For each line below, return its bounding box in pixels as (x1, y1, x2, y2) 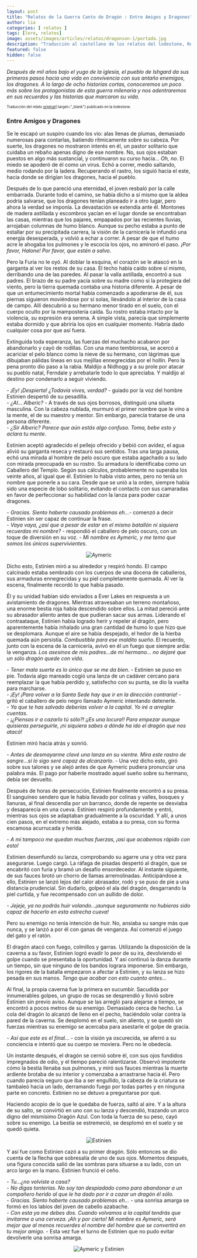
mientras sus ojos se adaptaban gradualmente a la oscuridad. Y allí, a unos (6, 812, 187, 819)
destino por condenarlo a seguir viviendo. (6, 375, 108, 382)
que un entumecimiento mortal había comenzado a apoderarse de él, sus (6, 289, 183, 296)
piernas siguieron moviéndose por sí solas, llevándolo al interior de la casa (6, 295, 186, 303)
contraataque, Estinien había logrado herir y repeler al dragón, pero (6, 617, 169, 624)
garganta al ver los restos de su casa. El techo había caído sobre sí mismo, (6, 264, 186, 271)
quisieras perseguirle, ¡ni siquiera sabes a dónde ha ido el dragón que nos (6, 722, 186, 729)
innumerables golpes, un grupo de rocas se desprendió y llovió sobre (6, 992, 174, 999)
